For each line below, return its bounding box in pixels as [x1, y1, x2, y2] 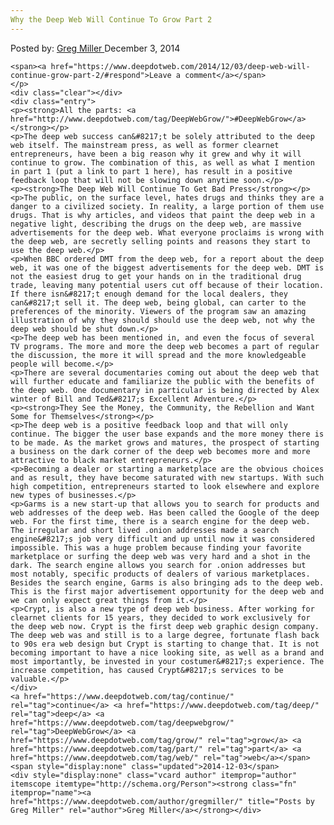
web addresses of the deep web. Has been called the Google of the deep [10, 507, 320, 518]
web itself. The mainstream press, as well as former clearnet [10, 140, 280, 150]
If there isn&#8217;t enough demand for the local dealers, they [10, 289, 288, 299]
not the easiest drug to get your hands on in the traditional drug [10, 271, 302, 281]
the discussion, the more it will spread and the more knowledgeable [10, 350, 307, 360]
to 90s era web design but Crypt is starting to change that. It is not [10, 639, 320, 649]
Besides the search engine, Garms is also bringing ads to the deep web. [10, 577, 325, 588]
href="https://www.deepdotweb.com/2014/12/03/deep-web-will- [50, 61, 311, 71]
